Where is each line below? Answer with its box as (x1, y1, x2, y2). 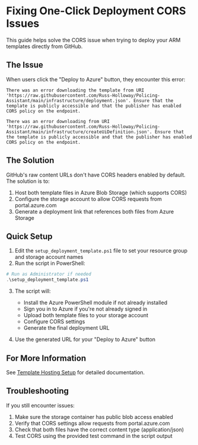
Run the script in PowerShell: (14, 260, 86, 267)
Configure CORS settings (23, 318, 85, 325)
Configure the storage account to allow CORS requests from (14, 195, 162, 203)
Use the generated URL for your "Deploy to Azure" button (14, 336, 156, 343)
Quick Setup (6, 231, 53, 241)
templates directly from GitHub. (6, 43, 83, 50)
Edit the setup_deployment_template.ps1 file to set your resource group (14, 247, 188, 254)
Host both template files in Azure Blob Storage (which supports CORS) (14, 189, 187, 196)
